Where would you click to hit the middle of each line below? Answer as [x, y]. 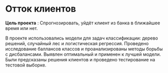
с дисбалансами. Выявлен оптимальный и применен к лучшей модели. [83, 54]
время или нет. [22, 28]
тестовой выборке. [26, 65]
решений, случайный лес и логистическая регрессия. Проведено [77, 43]
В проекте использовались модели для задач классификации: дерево [82, 38]
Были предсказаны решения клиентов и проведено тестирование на [80, 59]
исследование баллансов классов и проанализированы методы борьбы [84, 49]
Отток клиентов [41, 9]
